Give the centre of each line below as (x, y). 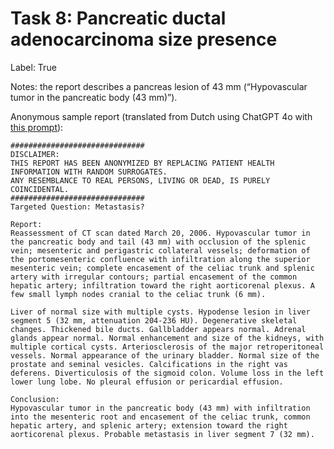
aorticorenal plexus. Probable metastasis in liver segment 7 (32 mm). (162, 434)
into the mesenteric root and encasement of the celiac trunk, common (160, 417)
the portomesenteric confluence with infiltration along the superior (160, 259)
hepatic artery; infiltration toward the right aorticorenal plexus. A (162, 285)
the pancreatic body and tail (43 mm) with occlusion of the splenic (158, 242)
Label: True (33, 67)
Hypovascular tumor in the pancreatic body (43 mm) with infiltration (160, 408)
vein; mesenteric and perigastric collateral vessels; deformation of (160, 250)
